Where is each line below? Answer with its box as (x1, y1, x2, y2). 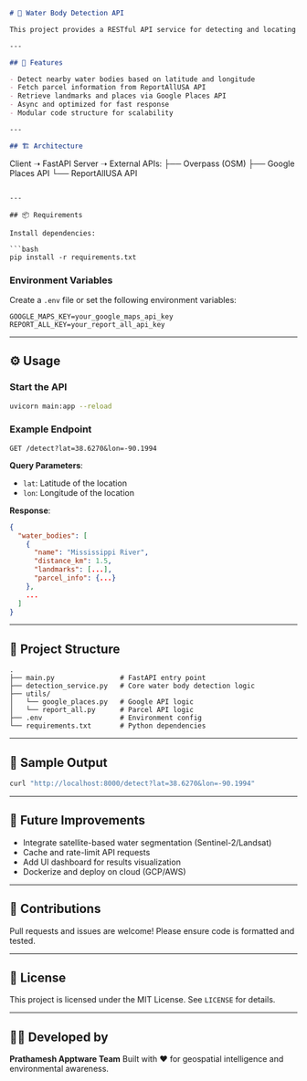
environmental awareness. (9, 1064, 110, 1075)
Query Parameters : (9, 459, 84, 470)
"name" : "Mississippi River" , (33, 548, 149, 557)
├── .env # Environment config (9, 713, 203, 723)
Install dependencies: (9, 228, 96, 237)
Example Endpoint (9, 423, 92, 436)
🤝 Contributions (9, 901, 101, 917)
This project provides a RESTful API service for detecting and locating (9, 25, 297, 34)
